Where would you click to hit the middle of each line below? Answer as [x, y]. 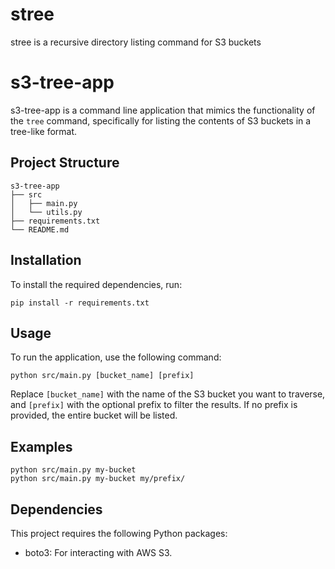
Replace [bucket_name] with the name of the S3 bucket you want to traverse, [168, 394]
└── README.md [40, 229]
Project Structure [65, 163]
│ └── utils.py [46, 212]
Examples [41, 446]
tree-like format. [44, 131]
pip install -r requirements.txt [80, 303]
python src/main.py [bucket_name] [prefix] [102, 376]
